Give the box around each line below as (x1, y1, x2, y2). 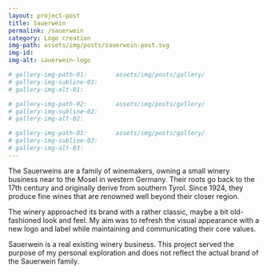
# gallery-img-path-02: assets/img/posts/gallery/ (8, 100, 205, 108)
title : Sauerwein (8, 19, 66, 27)
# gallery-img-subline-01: (8, 77, 98, 86)
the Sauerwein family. (8, 256, 80, 266)
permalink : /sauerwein (8, 26, 84, 34)
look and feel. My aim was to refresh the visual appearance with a (42, 215, 260, 224)
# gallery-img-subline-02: (8, 107, 98, 116)
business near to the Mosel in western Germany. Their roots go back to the (8, 174, 255, 184)
